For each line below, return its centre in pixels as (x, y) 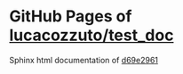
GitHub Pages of (71, 16)
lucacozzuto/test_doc (91, 35)
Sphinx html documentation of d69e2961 (84, 60)
